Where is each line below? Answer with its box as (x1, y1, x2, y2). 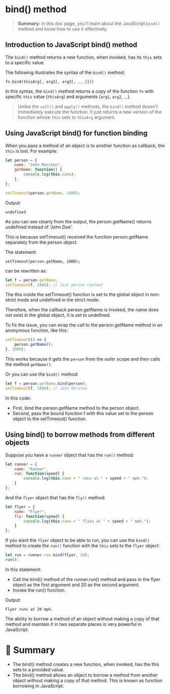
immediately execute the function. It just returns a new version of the (17, 108, 162, 115)
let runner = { (5, 461, 38, 467)
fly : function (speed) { (14, 514, 65, 519)
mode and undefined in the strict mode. (17, 297, 100, 303)
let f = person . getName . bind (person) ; (5, 381, 87, 386)
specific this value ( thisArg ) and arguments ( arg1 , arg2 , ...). (5, 93, 131, 100)
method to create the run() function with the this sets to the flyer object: (5, 543, 160, 549)
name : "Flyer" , (14, 509, 47, 514)
